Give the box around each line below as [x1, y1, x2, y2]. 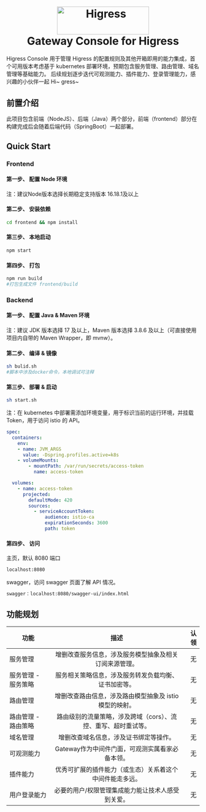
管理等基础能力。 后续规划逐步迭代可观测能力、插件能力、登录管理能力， [6, 71, 191, 78]
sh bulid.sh [6, 363, 37, 369]
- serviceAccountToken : [33, 508, 95, 515]
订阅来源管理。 [94, 659, 139, 668]
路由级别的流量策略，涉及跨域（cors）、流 [56, 712, 177, 721]
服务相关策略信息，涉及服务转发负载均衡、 [55, 671, 178, 679]
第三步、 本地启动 [6, 233, 51, 241]
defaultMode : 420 [28, 497, 72, 503]
